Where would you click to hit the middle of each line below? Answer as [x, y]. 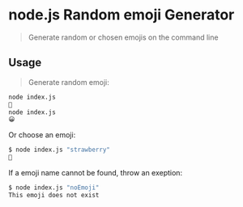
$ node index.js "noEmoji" [54, 188]
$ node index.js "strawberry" [60, 150]
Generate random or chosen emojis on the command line [123, 37]
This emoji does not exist [54, 195]
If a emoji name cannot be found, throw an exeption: [96, 173]
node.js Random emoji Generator [122, 15]
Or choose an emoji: [42, 135]
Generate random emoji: [68, 82]
